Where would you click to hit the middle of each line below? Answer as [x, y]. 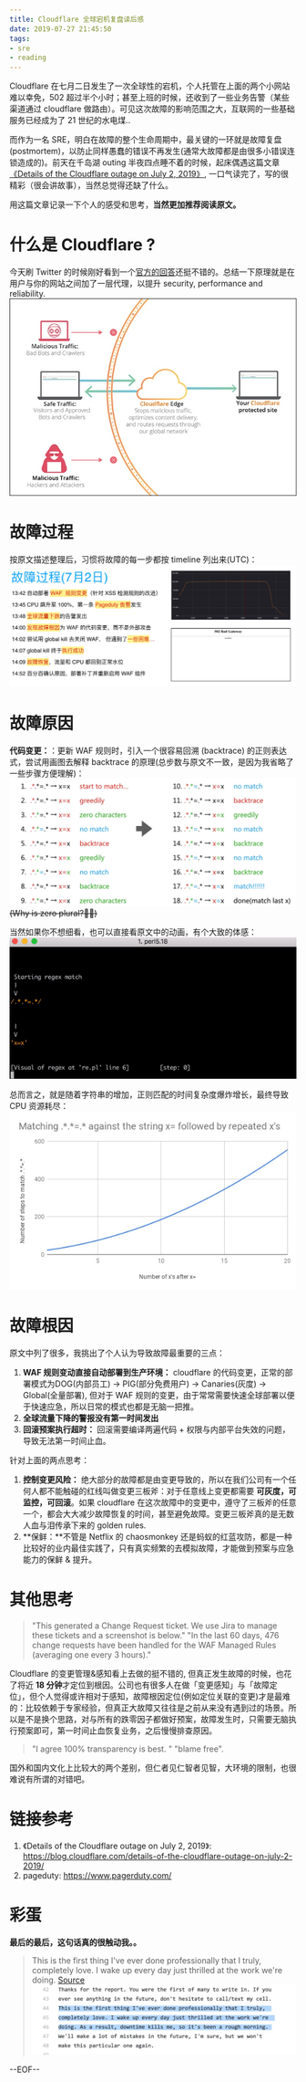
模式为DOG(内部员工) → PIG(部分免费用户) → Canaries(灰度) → [148, 1384]
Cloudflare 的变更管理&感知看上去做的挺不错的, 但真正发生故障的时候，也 [147, 1673]
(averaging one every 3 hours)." [92, 1654]
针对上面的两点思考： [49, 1459]
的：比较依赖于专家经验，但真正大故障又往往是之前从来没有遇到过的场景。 [149, 1708]
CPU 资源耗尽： [39, 1106]
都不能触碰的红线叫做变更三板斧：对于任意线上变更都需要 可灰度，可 [168, 1491]
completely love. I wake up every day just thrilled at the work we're [157, 1970]
